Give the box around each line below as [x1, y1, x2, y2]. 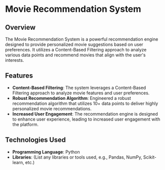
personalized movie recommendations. [12, 105, 92, 112]
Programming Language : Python [12, 149, 80, 155]
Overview [5, 23, 36, 32]
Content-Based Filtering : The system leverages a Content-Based [12, 85, 146, 90]
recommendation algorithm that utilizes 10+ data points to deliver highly [12, 100, 158, 106]
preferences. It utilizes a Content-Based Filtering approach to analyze [5, 47, 147, 52]
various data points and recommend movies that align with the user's [5, 52, 146, 58]
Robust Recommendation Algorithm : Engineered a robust [12, 95, 131, 101]
